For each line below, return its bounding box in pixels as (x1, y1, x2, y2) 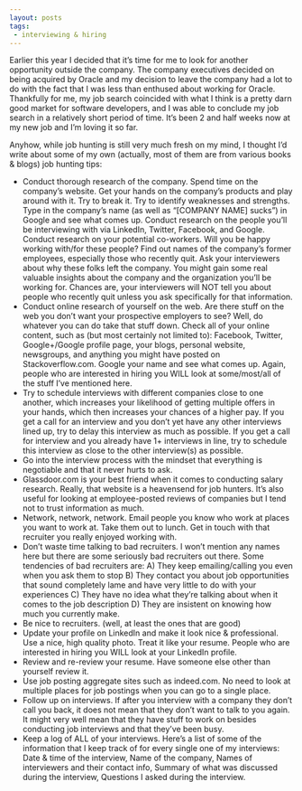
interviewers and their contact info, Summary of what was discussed (22, 762, 278, 773)
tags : (9, 22, 30, 31)
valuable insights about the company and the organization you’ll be (22, 272, 272, 283)
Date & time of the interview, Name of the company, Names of (22, 752, 252, 764)
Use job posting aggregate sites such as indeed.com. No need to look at (22, 675, 291, 687)
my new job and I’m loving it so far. (9, 122, 139, 133)
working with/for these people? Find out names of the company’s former (22, 243, 292, 254)
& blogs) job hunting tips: (9, 159, 103, 170)
